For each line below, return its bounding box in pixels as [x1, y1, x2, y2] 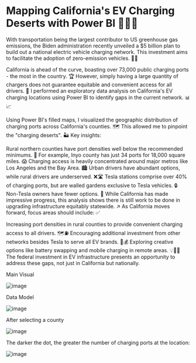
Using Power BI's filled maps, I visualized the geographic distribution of [6, 116, 178, 123]
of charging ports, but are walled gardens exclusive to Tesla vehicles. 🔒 [6, 182, 178, 189]
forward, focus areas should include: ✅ [6, 209, 101, 216]
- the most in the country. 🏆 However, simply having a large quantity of [6, 72, 178, 80]
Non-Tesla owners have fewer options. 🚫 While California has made [6, 190, 169, 197]
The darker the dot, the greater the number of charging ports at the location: [6, 339, 190, 346]
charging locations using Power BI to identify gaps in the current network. [6, 94, 184, 101]
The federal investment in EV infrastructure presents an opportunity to [6, 253, 176, 260]
